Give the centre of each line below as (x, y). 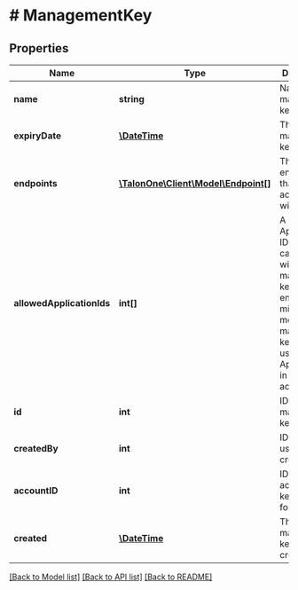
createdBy (36, 448)
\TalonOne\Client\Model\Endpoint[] (195, 183)
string (131, 99)
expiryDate (38, 136)
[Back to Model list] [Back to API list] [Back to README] (111, 577)
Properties (39, 48)
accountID (36, 491)
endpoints (35, 183)
